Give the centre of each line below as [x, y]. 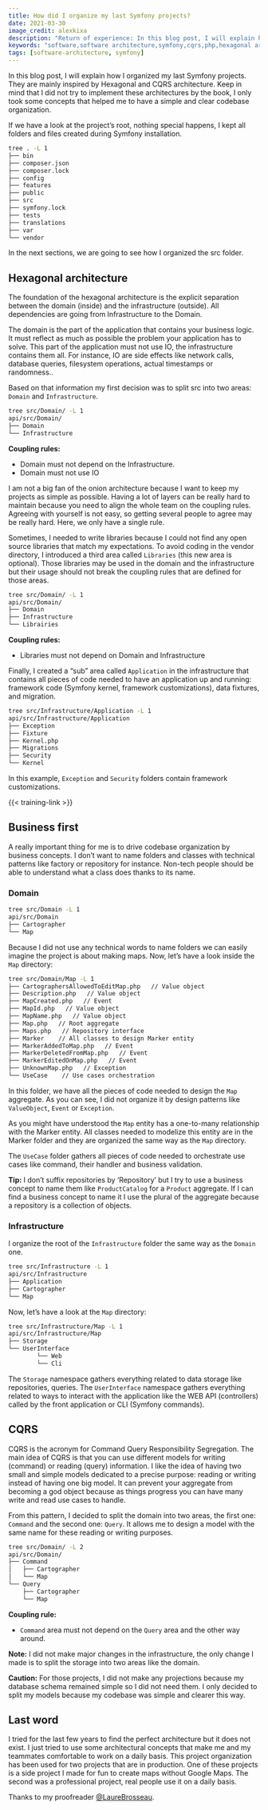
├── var [21, 230]
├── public [26, 193]
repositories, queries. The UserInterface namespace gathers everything [127, 1387]
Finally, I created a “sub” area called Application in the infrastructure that [129, 671]
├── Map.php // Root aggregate [64, 1023]
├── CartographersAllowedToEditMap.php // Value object [106, 986]
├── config [26, 178]
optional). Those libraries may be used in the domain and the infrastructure [132, 563]
